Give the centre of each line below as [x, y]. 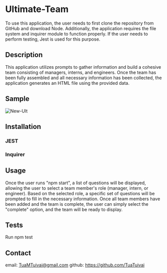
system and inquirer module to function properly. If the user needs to [77, 34]
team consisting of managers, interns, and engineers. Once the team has [81, 72]
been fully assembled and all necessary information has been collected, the [83, 78]
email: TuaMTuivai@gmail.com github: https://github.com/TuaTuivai [75, 265]
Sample [17, 99]
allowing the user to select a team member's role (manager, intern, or [77, 188]
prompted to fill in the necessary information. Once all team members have [83, 199]
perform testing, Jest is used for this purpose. [53, 39]
